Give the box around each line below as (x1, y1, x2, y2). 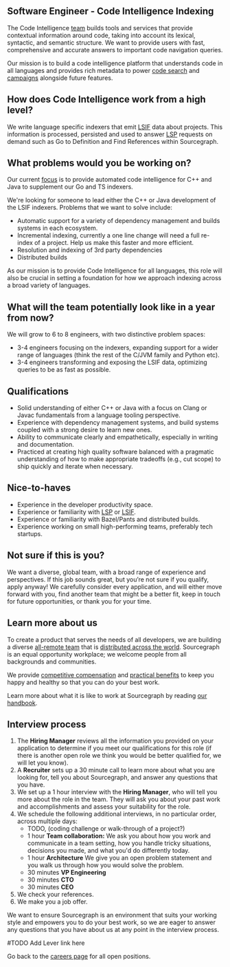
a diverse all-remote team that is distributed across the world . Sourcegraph (7, 643, 220, 651)
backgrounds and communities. (7, 657, 97, 666)
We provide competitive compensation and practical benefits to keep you (7, 670, 214, 679)
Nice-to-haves (7, 482, 71, 494)
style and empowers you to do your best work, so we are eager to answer (7, 918, 216, 926)
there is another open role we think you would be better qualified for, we (16, 752, 222, 760)
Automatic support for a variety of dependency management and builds (16, 217, 220, 225)
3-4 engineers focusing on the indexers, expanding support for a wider (16, 343, 218, 352)
